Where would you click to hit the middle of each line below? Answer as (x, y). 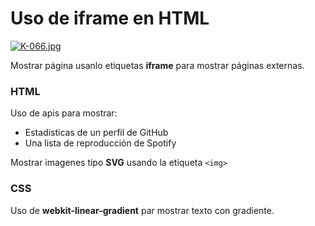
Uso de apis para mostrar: (64, 113)
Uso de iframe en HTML (110, 18)
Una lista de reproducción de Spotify (100, 143)
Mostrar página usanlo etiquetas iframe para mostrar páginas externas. (157, 65)
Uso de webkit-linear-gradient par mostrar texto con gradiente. (142, 210)
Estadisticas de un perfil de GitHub (96, 133)
